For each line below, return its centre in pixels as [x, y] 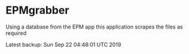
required [16, 33]
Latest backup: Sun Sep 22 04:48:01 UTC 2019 [63, 45]
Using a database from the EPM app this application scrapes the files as [94, 27]
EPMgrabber [37, 10]
